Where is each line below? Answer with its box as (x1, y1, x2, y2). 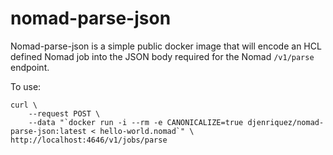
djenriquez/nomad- (247, 117, 325, 127)
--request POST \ (28, 108, 101, 119)
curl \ (10, 100, 38, 110)
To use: (10, 80, 42, 92)
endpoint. (10, 61, 50, 73)
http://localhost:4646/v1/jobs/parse (10, 135, 168, 145)
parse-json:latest (10, 126, 87, 136)
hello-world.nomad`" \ (99, 126, 195, 136)
